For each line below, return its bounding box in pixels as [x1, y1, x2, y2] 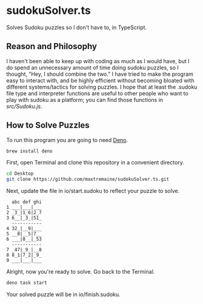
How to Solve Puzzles [6, 120, 90, 130]
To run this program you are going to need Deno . [6, 136, 128, 143]
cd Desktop [6, 171, 34, 177]
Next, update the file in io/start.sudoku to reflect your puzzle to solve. [6, 187, 180, 195]
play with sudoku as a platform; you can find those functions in [6, 96, 164, 103]
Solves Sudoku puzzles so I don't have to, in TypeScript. [6, 24, 147, 31]
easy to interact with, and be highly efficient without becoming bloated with [6, 76, 195, 84]
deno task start [6, 280, 47, 286]
